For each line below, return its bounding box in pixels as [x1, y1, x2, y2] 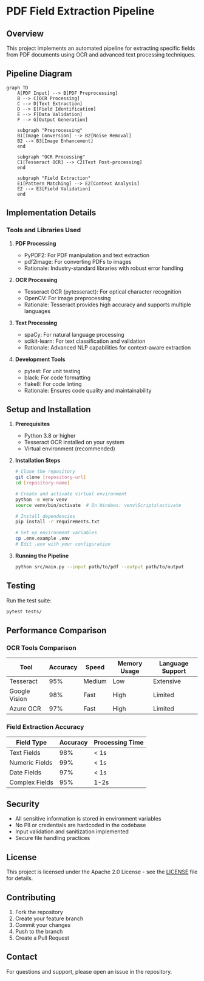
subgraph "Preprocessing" [17, 127, 83, 133]
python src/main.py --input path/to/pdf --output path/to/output [15, 563, 184, 570]
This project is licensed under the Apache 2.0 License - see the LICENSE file [6, 868, 198, 876]
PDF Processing [15, 239, 56, 247]
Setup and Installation [6, 404, 91, 415]
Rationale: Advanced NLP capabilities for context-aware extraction [24, 343, 191, 351]
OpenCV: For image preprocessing [24, 294, 111, 301]
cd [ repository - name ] [15, 480, 70, 486]
